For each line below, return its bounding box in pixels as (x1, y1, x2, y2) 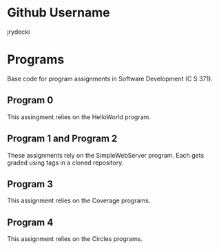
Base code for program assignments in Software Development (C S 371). (7, 74, 213, 83)
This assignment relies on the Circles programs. (7, 235, 143, 243)
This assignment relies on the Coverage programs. (7, 196, 151, 205)
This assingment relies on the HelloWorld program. (7, 112, 152, 121)
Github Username (7, 5, 110, 21)
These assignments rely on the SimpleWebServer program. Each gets (7, 151, 205, 159)
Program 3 (7, 178, 53, 190)
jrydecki (7, 28, 30, 36)
